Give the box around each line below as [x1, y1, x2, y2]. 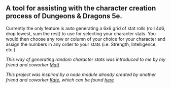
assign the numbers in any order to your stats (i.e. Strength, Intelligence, [6, 41, 157, 47]
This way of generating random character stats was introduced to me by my [6, 56, 166, 62]
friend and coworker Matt [6, 61, 60, 67]
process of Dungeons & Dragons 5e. [6, 12, 122, 21]
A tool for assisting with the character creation [6, 4, 156, 13]
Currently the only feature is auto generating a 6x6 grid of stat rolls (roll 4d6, [6, 25, 166, 31]
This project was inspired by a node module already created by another [6, 71, 156, 77]
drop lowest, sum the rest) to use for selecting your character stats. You [6, 30, 156, 37]
